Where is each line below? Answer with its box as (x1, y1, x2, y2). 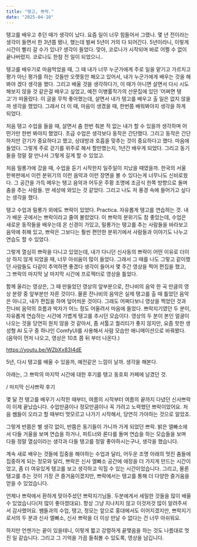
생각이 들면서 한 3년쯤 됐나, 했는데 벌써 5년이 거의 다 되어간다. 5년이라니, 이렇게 (6, 38, 189, 45)
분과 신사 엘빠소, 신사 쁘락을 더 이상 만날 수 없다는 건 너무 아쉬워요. (28, 514, 181, 521)
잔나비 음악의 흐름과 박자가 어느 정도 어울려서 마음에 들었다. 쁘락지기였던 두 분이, (6, 304, 191, 312)
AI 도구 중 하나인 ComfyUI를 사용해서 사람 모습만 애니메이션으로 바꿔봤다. (16, 327, 186, 334)
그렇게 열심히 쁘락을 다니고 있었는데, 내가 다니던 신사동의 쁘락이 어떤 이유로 (6, 248, 179, 255)
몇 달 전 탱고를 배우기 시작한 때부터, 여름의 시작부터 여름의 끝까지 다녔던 (6, 396, 171, 403)
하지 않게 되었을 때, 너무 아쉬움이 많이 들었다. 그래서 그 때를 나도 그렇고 (12, 256, 175, 263)
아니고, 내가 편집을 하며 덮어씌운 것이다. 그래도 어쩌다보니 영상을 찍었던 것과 (12, 297, 186, 304)
